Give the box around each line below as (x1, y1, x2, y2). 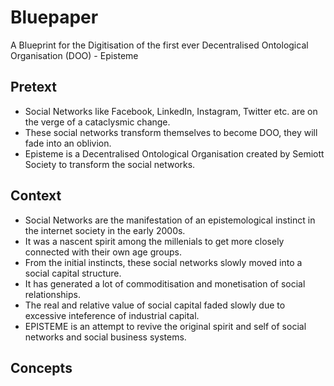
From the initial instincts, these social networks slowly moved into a (24, 256, 303, 268)
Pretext (10, 79, 57, 96)
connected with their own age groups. (24, 246, 182, 258)
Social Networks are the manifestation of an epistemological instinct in (24, 214, 316, 226)
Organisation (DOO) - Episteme (10, 49, 139, 61)
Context (10, 187, 62, 205)
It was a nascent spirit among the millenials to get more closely (24, 235, 285, 247)
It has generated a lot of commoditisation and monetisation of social (24, 277, 306, 290)
